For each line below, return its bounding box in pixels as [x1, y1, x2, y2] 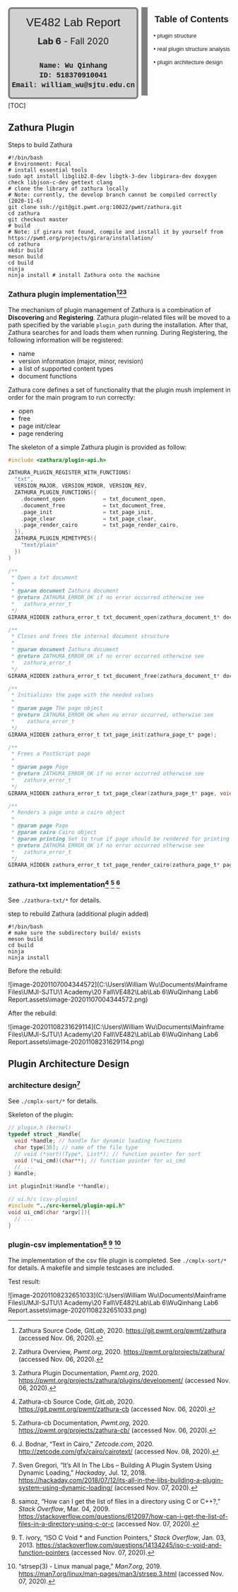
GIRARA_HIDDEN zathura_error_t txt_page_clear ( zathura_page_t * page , [8, 790, 218, 797]
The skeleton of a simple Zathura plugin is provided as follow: [8, 443, 187, 451]
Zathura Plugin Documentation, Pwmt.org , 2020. [18, 1369, 160, 1377]
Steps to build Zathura [8, 141, 73, 149]
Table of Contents [155, 14, 229, 24]
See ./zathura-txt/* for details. [8, 896, 102, 905]
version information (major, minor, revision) [18, 357, 144, 365]
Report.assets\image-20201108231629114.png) [8, 1038, 145, 1046]
